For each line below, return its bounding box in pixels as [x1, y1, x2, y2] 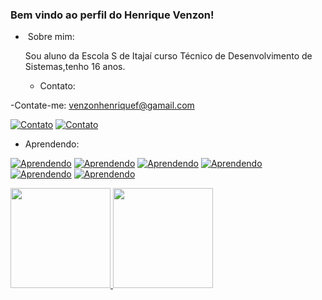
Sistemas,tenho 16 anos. [24, 61, 126, 73]
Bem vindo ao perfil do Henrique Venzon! [10, 8, 215, 22]
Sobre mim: [27, 31, 75, 43]
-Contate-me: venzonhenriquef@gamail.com [10, 99, 195, 112]
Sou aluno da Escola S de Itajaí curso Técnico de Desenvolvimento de [24, 50, 313, 62]
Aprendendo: [24, 138, 80, 150]
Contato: [39, 80, 76, 92]
